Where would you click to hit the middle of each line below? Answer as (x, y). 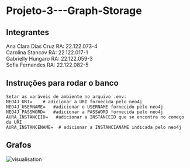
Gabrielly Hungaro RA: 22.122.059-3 (50, 59)
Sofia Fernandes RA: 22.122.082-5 (47, 65)
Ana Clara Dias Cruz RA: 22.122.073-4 (52, 46)
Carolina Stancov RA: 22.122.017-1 (47, 52)
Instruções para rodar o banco (62, 83)
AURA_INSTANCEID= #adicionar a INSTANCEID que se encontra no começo (95, 117)
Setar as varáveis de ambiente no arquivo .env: (66, 97)
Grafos (19, 145)
